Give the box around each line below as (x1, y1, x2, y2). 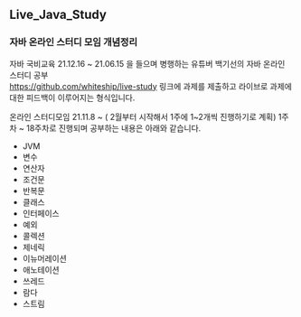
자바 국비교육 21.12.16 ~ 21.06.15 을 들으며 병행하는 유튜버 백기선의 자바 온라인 (9, 58, 286, 69)
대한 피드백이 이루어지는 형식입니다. (9, 92, 136, 103)
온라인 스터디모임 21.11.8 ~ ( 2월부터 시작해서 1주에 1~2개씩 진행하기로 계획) (9, 111, 277, 122)
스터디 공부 (9, 70, 49, 80)
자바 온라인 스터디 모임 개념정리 (9, 36, 138, 49)
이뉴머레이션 (22, 253, 68, 264)
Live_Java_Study (9, 7, 107, 23)
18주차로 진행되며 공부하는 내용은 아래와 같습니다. (26, 122, 202, 134)
